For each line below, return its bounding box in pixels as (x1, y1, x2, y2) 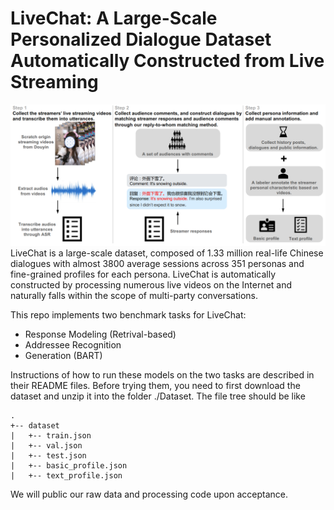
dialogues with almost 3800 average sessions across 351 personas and (10, 258, 305, 270)
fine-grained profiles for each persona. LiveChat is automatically (10, 268, 277, 281)
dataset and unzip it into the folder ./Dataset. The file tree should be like (10, 390, 306, 402)
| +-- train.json (10, 431, 92, 441)
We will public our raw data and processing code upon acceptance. (10, 488, 289, 501)
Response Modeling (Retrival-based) (24, 328, 177, 341)
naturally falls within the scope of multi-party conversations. (10, 290, 259, 302)
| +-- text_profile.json (10, 471, 123, 481)
